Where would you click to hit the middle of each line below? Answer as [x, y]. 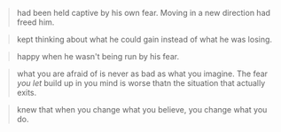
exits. [27, 93]
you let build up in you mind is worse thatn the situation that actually [141, 83]
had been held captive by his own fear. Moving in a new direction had [144, 13]
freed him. [35, 22]
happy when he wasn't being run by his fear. [98, 56]
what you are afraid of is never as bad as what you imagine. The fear [142, 74]
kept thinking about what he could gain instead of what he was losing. [144, 39]
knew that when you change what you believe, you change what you [142, 109]
